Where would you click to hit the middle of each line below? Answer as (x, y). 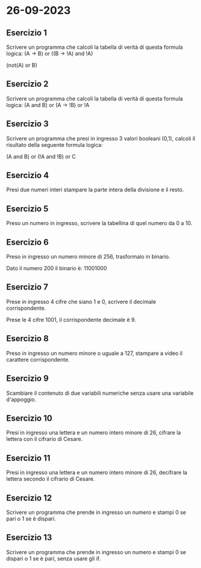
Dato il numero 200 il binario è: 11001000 (57, 268)
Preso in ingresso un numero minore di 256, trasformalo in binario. (88, 257)
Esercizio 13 (29, 538)
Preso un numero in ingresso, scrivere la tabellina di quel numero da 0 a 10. (99, 223)
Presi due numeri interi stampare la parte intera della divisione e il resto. (95, 190)
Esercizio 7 (27, 287)
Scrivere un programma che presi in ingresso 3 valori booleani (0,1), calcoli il (101, 138)
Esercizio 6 (28, 242)
